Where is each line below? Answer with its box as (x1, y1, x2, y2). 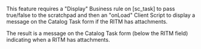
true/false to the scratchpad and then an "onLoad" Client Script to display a (6, 11, 196, 19)
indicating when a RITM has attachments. (6, 36, 110, 43)
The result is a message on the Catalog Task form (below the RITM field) (6, 30, 188, 37)
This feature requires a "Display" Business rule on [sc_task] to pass (6, 5, 175, 12)
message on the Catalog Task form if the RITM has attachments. (6, 18, 168, 25)
